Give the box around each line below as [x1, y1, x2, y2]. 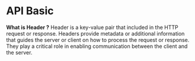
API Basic [6, 4, 55, 18]
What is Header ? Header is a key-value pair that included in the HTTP [6, 24, 179, 31]
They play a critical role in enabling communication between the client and [6, 43, 188, 50]
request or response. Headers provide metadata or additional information [6, 30, 185, 37]
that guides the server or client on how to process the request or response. [6, 36, 190, 43]
